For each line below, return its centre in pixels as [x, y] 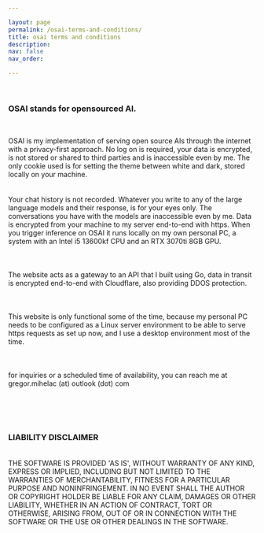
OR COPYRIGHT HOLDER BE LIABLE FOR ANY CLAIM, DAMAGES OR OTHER [132, 496]
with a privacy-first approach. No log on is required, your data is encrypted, [130, 150]
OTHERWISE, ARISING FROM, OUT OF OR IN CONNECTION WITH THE [123, 513]
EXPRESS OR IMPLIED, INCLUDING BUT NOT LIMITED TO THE [109, 471]
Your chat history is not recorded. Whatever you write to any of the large [125, 200]
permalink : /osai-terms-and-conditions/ [75, 30]
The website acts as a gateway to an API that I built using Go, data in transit [130, 275]
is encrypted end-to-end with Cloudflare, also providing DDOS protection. [128, 283]
